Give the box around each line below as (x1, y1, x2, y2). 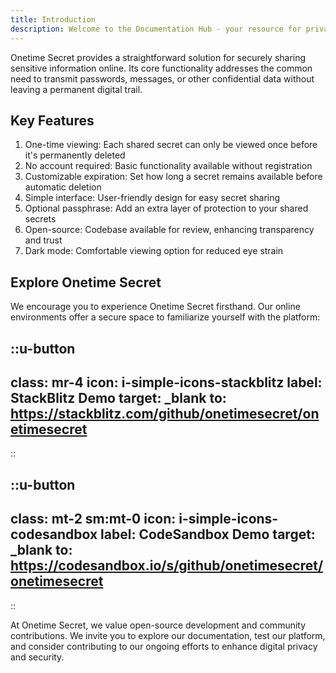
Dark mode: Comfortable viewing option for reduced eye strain (24, 245, 284, 257)
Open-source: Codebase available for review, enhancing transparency (24, 224, 315, 236)
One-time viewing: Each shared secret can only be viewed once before (24, 139, 318, 151)
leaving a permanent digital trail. (10, 83, 143, 95)
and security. (10, 651, 65, 663)
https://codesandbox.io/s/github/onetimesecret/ (10, 557, 324, 575)
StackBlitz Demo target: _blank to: (10, 389, 227, 406)
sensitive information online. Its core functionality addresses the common (10, 62, 313, 74)
